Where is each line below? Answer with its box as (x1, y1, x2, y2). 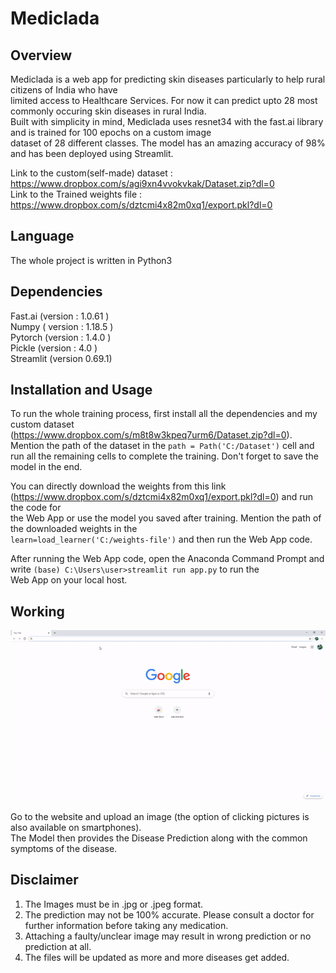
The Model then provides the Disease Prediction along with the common (10, 832, 308, 844)
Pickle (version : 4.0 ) (10, 342, 98, 354)
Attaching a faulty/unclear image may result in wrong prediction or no (24, 930, 312, 942)
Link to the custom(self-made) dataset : (10, 167, 173, 179)
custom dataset (10, 418, 75, 431)
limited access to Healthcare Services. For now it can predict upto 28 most (10, 95, 318, 106)
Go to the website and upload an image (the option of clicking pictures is (10, 811, 310, 823)
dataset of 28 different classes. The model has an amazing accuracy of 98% (10, 137, 326, 149)
